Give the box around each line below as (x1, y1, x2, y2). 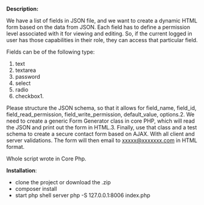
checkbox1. (15, 93, 44, 99)
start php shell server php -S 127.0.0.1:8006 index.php (15, 192, 150, 199)
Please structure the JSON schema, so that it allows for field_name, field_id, (6, 104, 197, 112)
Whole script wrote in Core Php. (6, 155, 86, 162)
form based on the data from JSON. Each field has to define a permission (6, 24, 191, 31)
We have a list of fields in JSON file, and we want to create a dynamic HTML (6, 17, 198, 24)
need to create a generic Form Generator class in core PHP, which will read (6, 117, 195, 124)
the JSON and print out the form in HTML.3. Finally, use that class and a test (6, 124, 197, 131)
